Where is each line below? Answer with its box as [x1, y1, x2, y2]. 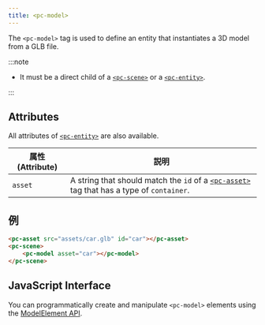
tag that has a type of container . [69, 185, 190, 196]
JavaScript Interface [8, 279, 111, 293]
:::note [8, 57, 29, 66]
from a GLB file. [8, 41, 59, 51]
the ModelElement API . [8, 308, 83, 318]
